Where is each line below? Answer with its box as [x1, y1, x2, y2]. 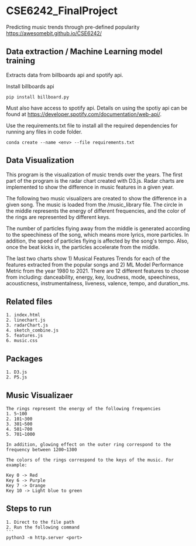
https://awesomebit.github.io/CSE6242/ [6, 29, 102, 36]
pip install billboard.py [6, 94, 69, 100]
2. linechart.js [6, 318, 46, 323]
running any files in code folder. [6, 128, 82, 135]
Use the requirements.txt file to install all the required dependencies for [6, 122, 178, 129]
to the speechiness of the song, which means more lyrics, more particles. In [6, 231, 189, 238]
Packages [6, 353, 43, 364]
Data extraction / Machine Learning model [6, 47, 163, 57]
